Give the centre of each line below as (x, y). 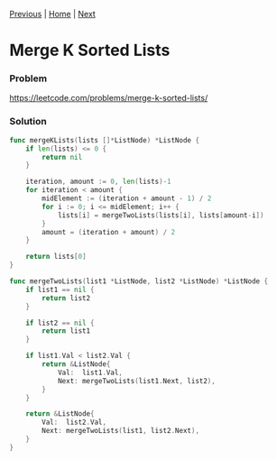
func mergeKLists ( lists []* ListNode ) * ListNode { (105, 140)
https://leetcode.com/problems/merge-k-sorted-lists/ (109, 98)
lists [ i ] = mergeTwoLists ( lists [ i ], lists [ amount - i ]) (161, 215)
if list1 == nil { (60, 290)
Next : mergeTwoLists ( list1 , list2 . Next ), (121, 431)
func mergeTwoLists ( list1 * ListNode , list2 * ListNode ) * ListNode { (139, 281)
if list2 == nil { (60, 323)
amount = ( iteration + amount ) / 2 (109, 232)
